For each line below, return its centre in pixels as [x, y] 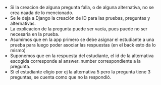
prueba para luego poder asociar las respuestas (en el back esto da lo [83, 45]
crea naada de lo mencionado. [42, 13]
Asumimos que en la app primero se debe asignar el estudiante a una [82, 39]
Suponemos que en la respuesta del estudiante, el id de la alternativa [82, 56]
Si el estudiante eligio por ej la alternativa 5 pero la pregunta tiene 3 [80, 72]
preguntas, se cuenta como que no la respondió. [61, 77]
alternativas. [23, 23]
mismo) [18, 50]
